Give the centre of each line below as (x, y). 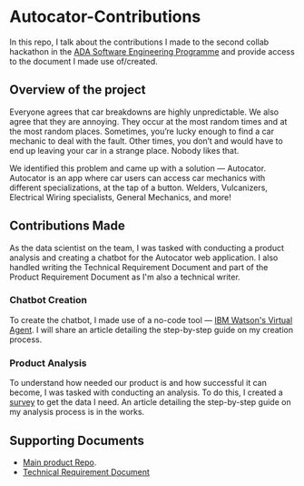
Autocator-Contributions (105, 17)
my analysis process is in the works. (77, 412)
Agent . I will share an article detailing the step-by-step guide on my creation (152, 329)
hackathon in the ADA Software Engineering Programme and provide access (152, 51)
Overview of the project (78, 90)
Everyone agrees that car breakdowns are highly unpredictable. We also (144, 112)
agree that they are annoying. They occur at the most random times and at (148, 121)
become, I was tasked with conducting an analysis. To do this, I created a (146, 392)
